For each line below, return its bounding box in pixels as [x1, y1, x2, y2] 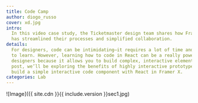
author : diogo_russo [6, 14, 57, 20]
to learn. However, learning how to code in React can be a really [11, 52, 181, 58]
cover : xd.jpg [6, 19, 41, 25]
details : [6, 42, 28, 48]
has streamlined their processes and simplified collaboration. [11, 36, 173, 42]
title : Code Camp [6, 8, 49, 15]
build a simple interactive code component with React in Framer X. [11, 69, 183, 75]
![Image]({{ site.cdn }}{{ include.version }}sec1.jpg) [6, 91, 130, 98]
